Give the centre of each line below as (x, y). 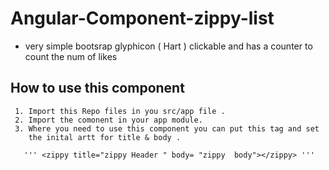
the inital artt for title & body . (105, 137)
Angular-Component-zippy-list (142, 18)
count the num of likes (71, 56)
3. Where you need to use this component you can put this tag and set (167, 128)
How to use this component (97, 88)
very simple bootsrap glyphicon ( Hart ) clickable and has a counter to (168, 46)
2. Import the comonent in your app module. (108, 120)
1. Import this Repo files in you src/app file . (120, 111)
